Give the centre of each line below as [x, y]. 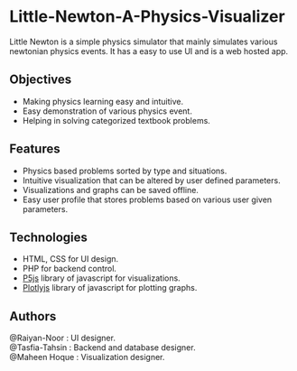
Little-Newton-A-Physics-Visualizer [148, 17]
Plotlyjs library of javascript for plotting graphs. [110, 288]
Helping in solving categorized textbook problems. [116, 120]
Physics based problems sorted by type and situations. [125, 171]
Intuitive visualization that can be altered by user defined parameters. [152, 180]
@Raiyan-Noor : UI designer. [62, 338]
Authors [33, 316]
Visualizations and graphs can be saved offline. [110, 190]
